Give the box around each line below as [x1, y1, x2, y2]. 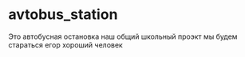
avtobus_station [8, 6, 118, 24]
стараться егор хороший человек [8, 40, 124, 49]
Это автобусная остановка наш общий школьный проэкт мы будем [8, 32, 238, 41]
